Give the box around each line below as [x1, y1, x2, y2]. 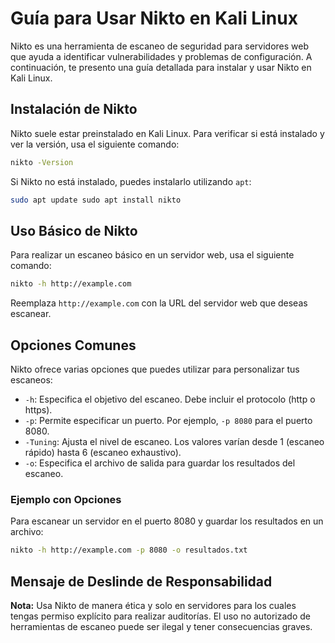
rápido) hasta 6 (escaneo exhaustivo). [24, 447, 182, 458]
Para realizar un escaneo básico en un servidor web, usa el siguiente [10, 249, 295, 261]
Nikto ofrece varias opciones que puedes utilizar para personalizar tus [10, 363, 300, 375]
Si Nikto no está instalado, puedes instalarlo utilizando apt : [10, 175, 252, 187]
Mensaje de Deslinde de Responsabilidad [10, 573, 273, 590]
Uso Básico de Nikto [10, 222, 138, 239]
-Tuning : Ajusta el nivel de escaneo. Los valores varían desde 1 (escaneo [24, 436, 325, 447]
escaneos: [10, 374, 53, 386]
